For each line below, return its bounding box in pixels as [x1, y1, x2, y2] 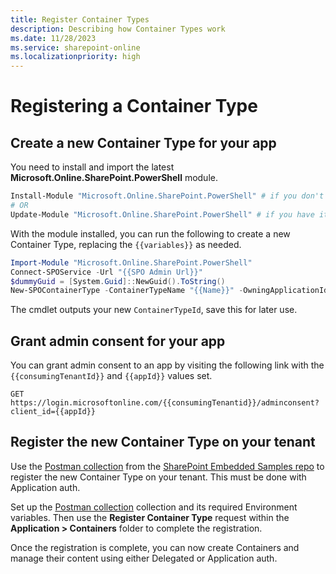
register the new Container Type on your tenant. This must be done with [10, 471, 307, 483]
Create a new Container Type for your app [10, 134, 277, 151]
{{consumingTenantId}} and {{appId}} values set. [10, 370, 213, 382]
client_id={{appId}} [10, 407, 97, 417]
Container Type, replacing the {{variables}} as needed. [10, 238, 242, 250]
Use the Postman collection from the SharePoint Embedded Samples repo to [10, 460, 325, 472]
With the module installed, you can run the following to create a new [10, 227, 291, 240]
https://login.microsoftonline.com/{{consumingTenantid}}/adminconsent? [10, 398, 320, 408]
